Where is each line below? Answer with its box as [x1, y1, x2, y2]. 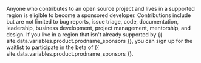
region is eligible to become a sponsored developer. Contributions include [6, 12, 191, 19]
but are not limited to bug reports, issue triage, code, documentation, [6, 18, 179, 25]
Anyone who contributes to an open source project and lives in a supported [6, 5, 196, 12]
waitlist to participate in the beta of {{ [6, 44, 100, 51]
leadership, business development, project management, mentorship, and [6, 24, 191, 31]
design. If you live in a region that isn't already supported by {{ [6, 31, 163, 38]
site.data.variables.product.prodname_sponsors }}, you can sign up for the [6, 38, 193, 44]
